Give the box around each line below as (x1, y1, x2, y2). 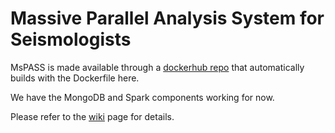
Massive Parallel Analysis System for (10, 7, 325, 30)
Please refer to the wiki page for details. (10, 110, 175, 122)
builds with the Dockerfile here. (10, 72, 140, 84)
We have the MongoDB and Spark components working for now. (10, 91, 275, 103)
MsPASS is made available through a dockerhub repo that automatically (10, 61, 305, 73)
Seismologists (10, 28, 132, 51)
